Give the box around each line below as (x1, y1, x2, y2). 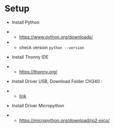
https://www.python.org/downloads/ (19, 34, 93, 40)
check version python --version (19, 44, 85, 50)
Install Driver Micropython (11, 102, 64, 108)
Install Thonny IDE (11, 54, 49, 60)
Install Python (11, 19, 40, 25)
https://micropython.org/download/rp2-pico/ (19, 117, 110, 123)
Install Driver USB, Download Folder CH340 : (11, 78, 103, 84)
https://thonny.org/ (19, 68, 57, 74)
